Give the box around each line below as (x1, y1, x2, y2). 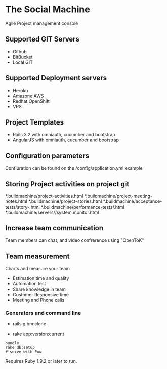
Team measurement (5, 252, 70, 261)
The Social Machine (5, 4, 90, 15)
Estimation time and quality (12, 275, 69, 281)
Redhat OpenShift (12, 98, 50, 104)
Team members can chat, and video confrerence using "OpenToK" (5, 237, 144, 243)
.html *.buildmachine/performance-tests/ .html (29, 204, 125, 210)
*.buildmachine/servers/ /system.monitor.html (5, 209, 99, 215)
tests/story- (5, 204, 30, 210)
